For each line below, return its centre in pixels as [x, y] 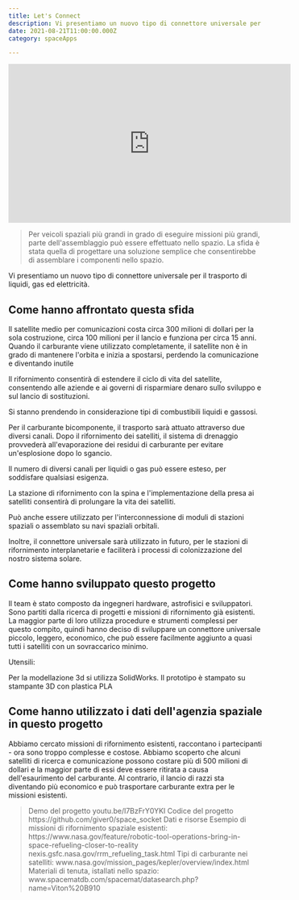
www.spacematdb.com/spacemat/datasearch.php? [113, 879]
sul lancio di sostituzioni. [49, 396]
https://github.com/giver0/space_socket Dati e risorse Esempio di [137, 819]
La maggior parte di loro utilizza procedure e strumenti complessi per [123, 620]
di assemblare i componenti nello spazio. [96, 260]
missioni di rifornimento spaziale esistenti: [98, 827]
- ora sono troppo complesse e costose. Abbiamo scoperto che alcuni [125, 752]
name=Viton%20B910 [64, 888]
